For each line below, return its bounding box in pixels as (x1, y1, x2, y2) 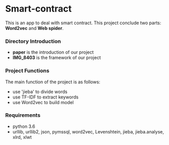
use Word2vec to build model (12, 99, 74, 105)
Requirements (5, 112, 41, 119)
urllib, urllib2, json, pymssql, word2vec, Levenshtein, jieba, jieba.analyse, (12, 128, 164, 134)
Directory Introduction (5, 37, 62, 44)
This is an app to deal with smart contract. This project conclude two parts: (5, 20, 161, 26)
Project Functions (5, 67, 49, 74)
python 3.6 (12, 123, 35, 129)
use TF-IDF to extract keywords (12, 94, 79, 100)
